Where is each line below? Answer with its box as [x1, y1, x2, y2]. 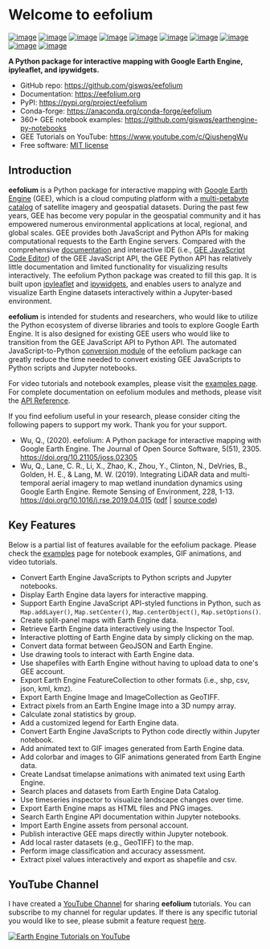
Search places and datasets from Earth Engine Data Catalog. [19, 786, 221, 795]
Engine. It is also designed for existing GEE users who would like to [8, 328, 231, 339]
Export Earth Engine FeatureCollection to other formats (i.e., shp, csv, [19, 675, 251, 684]
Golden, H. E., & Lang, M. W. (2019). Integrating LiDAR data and [19, 469, 229, 479]
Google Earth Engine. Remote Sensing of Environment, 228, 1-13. [19, 487, 235, 496]
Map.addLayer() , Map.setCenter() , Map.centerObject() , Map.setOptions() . [19, 606, 261, 616]
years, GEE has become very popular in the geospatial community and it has [8, 211, 261, 220]
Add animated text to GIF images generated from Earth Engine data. [19, 743, 245, 753]
